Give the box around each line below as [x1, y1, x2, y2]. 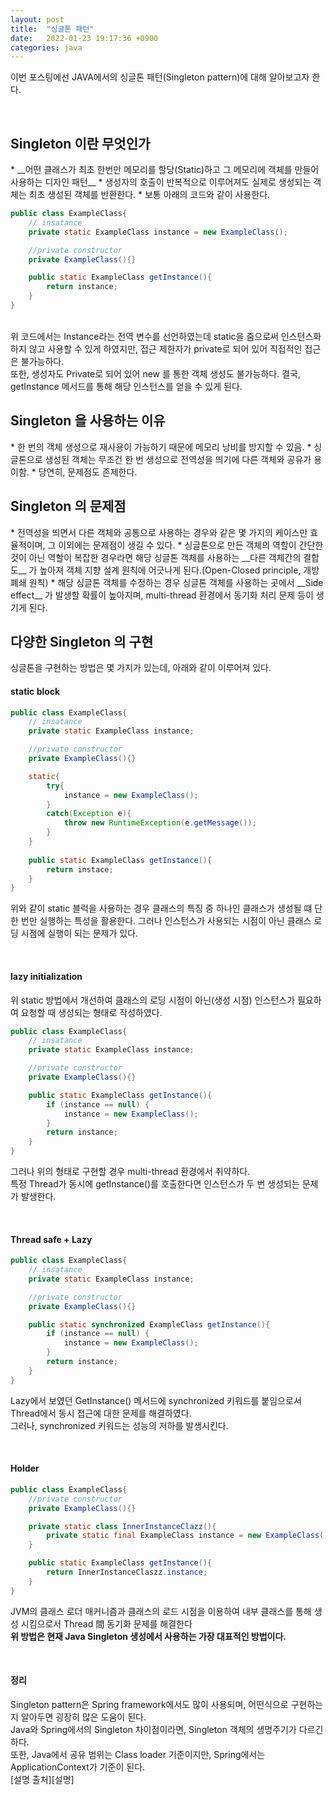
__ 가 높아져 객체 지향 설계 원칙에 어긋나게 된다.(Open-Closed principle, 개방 [18, 564, 320, 576]
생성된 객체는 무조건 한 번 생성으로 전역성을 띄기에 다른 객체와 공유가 [44, 453, 312, 465]
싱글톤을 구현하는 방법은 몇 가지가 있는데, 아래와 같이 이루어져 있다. [10, 662, 272, 674]
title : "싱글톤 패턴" [10, 24, 95, 34]
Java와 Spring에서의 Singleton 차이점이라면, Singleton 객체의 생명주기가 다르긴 [10, 1723, 324, 1735]
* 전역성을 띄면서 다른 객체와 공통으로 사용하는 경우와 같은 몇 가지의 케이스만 [10, 526, 308, 538]
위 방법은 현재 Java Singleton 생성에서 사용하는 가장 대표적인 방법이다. [10, 1630, 287, 1642]
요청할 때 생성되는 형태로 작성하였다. [20, 1006, 163, 1018]
